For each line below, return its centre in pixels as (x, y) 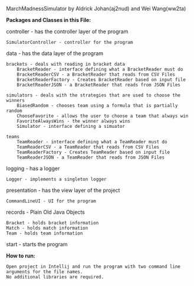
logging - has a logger (33, 168)
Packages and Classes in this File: (49, 20)
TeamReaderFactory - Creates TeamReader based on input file (93, 152)
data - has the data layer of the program (55, 53)
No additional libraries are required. (55, 277)
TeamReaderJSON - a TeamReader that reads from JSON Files (91, 158)
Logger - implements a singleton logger (57, 179)
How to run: (21, 256)
